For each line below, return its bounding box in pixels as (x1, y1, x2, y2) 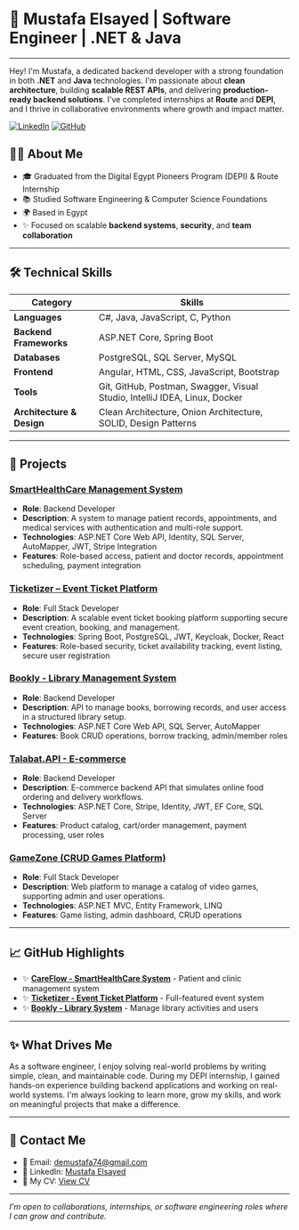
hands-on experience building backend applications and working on (9, 1080, 260, 1091)
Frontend (13, 365, 53, 378)
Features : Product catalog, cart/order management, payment (21, 820, 247, 831)
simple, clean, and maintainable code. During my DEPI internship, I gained (9, 1071, 280, 1081)
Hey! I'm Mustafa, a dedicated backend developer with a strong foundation (9, 65, 284, 76)
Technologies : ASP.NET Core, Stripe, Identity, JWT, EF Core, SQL (21, 802, 264, 812)
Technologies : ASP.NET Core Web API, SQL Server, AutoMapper (21, 721, 261, 731)
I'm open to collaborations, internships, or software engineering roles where (9, 1201, 288, 1211)
